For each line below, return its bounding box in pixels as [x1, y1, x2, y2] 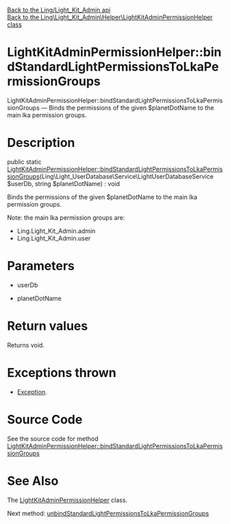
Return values [7, 319, 88, 334]
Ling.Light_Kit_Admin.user [16, 233, 91, 242]
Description [7, 135, 75, 150]
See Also [7, 473, 59, 488]
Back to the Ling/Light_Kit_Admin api [7, 6, 111, 14]
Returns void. [7, 341, 44, 349]
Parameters [7, 258, 75, 274]
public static [7, 157, 42, 166]
